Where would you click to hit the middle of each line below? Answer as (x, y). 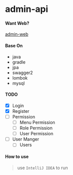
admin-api (27, 9)
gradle (19, 62)
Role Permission (36, 128)
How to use (17, 156)
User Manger (26, 139)
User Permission (36, 134)
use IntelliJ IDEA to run (42, 168)
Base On (14, 45)
